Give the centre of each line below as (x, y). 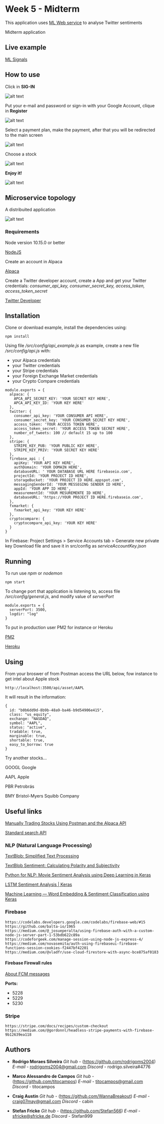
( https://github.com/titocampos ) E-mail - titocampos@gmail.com (78, 1081)
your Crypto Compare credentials (46, 381)
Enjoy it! (13, 173)
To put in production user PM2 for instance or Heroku (59, 627)
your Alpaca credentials (36, 360)
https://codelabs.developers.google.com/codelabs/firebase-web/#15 (75, 922)
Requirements (22, 232)
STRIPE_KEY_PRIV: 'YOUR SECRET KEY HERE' (57, 450)
